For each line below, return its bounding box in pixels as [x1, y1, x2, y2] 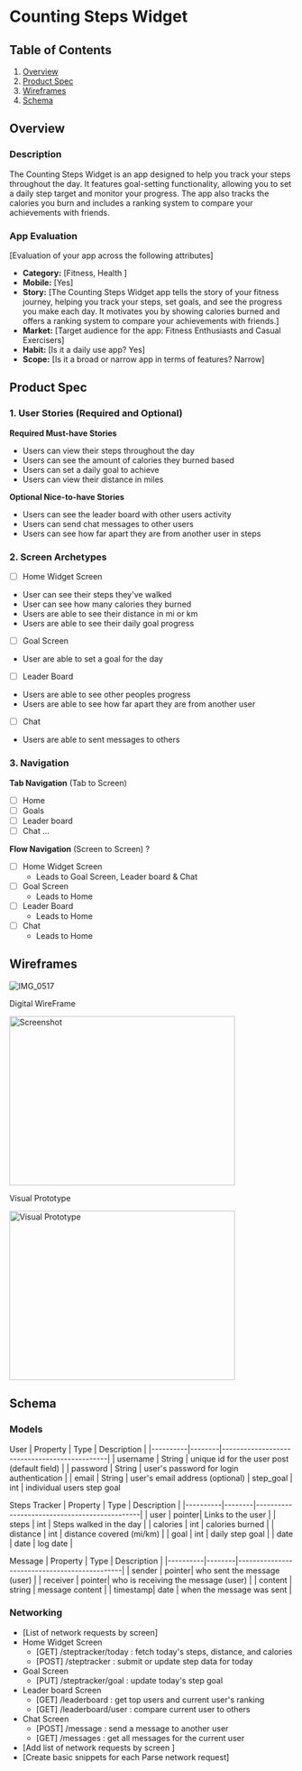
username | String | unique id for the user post [116, 1453, 289, 1464]
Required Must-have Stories [9, 427, 117, 439]
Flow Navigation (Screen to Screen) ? [9, 843, 151, 854]
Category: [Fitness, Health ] [22, 267, 128, 278]
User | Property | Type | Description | [9, 1443, 147, 1454]
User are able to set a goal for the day [22, 654, 164, 664]
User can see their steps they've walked [22, 589, 172, 600]
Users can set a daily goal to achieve [22, 464, 160, 475]
